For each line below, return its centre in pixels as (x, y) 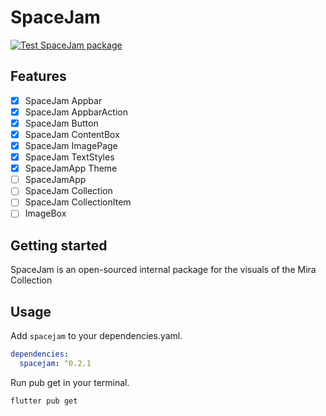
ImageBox (45, 213)
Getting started (59, 245)
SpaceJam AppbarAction (76, 112)
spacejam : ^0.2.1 (55, 363)
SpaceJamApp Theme (71, 168)
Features (38, 76)
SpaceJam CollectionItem (78, 202)
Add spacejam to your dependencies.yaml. (96, 336)
